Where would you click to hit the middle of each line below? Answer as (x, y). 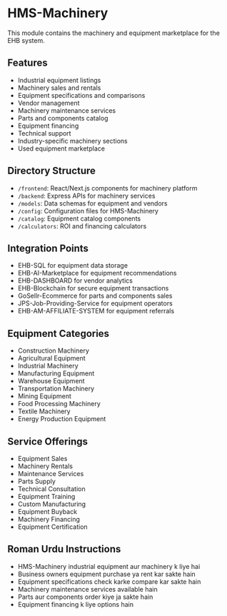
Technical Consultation (51, 489)
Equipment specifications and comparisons (81, 95)
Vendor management (49, 103)
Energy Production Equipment (62, 419)
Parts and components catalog (63, 118)
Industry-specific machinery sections (73, 141)
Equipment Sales (42, 459)
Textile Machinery (44, 411)
